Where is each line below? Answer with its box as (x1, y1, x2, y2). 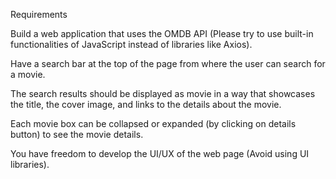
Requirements (10, 9, 68, 20)
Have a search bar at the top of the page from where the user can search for (10, 58, 326, 69)
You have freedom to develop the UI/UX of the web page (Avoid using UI (10, 148, 310, 159)
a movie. (10, 69, 46, 80)
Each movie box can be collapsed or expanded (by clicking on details (10, 118, 297, 129)
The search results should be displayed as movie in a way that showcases (10, 88, 316, 99)
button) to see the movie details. (10, 129, 144, 140)
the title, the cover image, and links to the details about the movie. (10, 99, 282, 110)
